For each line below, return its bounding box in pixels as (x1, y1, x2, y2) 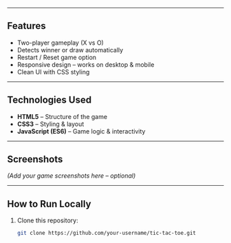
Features (7, 20, 46, 32)
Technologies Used (7, 94, 91, 106)
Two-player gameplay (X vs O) (16, 39, 104, 47)
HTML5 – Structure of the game (16, 112, 108, 120)
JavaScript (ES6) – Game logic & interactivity (16, 127, 146, 135)
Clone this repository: (16, 216, 78, 224)
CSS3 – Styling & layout (16, 120, 85, 128)
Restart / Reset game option (16, 53, 97, 61)
